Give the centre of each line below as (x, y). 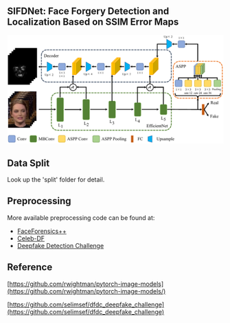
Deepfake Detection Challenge (60, 245)
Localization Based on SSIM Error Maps (93, 22)
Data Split (28, 163)
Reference (30, 267)
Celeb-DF (31, 238)
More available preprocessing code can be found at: (81, 218)
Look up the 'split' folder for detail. (56, 180)
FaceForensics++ (42, 231)
